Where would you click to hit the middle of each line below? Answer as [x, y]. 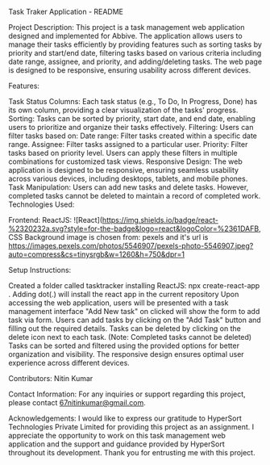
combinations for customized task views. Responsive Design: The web [126, 161]
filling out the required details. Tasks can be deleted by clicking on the [125, 329]
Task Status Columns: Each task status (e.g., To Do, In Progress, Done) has [133, 101]
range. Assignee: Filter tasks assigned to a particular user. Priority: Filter [128, 144]
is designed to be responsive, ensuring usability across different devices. [130, 70]
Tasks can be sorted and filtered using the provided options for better [124, 346]
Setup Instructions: [40, 270]
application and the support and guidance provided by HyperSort [117, 444]
